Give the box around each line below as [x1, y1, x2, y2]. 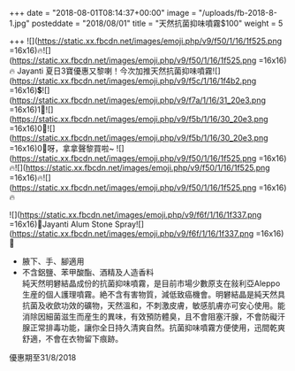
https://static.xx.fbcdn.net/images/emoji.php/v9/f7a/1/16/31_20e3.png [11, 95, 267, 105]
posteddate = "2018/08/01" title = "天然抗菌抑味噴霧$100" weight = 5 [31, 18, 284, 28]
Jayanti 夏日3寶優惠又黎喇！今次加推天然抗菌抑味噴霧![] [17, 66, 221, 76]
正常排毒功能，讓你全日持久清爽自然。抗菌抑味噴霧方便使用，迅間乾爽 [29, 322, 285, 333]
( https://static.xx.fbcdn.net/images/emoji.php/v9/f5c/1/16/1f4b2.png [9, 75, 257, 86]
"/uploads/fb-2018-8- [198, 8, 278, 18]
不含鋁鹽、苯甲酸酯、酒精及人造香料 [21, 267, 155, 277]
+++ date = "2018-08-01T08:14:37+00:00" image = [9, 8, 197, 18]
